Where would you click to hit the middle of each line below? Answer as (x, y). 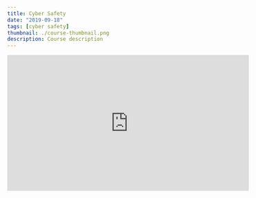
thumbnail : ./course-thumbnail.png (58, 33)
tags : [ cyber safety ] (38, 26)
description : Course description (55, 39)
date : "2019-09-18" (35, 20)
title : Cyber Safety (37, 13)
